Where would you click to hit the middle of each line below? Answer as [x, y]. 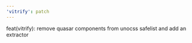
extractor [17, 34]
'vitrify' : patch [28, 11]
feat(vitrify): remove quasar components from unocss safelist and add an [96, 28]
